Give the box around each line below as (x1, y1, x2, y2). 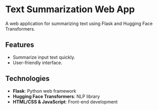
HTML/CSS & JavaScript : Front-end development (12, 98, 118, 105)
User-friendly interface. (12, 60, 62, 66)
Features (5, 41, 34, 49)
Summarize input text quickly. (12, 54, 76, 60)
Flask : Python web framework (12, 88, 77, 94)
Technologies (5, 74, 50, 83)
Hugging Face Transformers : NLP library (12, 93, 100, 99)
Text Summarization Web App (5, 4, 135, 15)
